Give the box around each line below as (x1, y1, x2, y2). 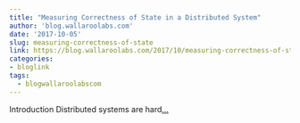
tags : (9, 71, 29, 80)
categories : (9, 54, 54, 63)
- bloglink (9, 63, 50, 72)
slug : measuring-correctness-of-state (9, 37, 154, 47)
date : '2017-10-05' (9, 29, 82, 38)
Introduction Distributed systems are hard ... (9, 103, 170, 114)
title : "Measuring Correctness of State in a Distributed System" (9, 12, 262, 22)
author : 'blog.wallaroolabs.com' (9, 21, 134, 30)
